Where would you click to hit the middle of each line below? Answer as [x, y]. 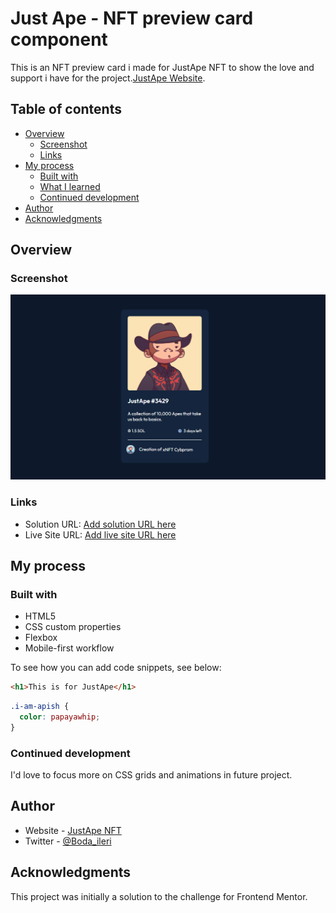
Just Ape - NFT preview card [132, 18]
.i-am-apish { [40, 707]
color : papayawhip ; [60, 717]
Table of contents [66, 109]
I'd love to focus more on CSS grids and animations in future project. [151, 775]
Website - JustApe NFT [73, 830]
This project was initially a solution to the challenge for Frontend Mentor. [159, 896]
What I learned [70, 186]
